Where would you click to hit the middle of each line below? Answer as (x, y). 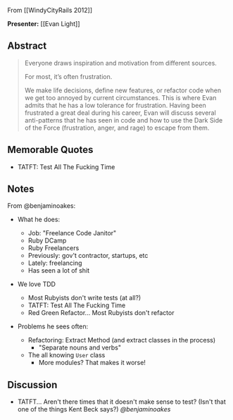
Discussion (32, 384)
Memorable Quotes (50, 150)
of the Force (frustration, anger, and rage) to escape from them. (117, 128)
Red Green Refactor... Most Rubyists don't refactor (101, 313)
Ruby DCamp (47, 241)
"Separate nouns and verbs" (80, 347)
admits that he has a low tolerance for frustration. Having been (115, 105)
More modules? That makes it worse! (92, 363)
